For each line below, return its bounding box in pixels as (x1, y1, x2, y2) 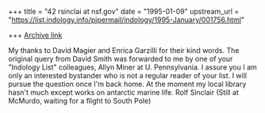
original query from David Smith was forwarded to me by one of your (8, 55, 233, 63)
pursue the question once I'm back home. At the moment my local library (8, 79, 247, 89)
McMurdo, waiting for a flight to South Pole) (8, 96, 152, 105)
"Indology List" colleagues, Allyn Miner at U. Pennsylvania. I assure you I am (8, 62, 258, 72)
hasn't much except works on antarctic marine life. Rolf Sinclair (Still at (8, 88, 240, 97)
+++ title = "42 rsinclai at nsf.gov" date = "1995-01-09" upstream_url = (8, 7, 240, 16)
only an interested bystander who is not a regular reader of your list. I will (8, 71, 248, 80)
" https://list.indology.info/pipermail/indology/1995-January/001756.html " (8, 15, 245, 24)
